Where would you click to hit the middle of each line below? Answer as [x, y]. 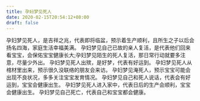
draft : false [22, 23]
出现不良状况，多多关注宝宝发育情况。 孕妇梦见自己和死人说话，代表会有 [96, 77]
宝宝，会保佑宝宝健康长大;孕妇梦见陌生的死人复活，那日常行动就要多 [96, 55]
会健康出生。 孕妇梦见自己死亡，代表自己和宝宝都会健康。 [78, 92]
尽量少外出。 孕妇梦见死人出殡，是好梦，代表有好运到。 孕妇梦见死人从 [104, 62]
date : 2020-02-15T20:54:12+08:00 [48, 17]
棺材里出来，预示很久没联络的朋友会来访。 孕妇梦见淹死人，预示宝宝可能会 [99, 70]
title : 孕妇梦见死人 [29, 12]
